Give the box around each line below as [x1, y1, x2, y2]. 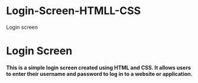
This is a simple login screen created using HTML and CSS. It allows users [6, 64, 191, 71]
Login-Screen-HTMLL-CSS [6, 4, 141, 18]
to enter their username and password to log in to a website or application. [6, 70, 193, 77]
